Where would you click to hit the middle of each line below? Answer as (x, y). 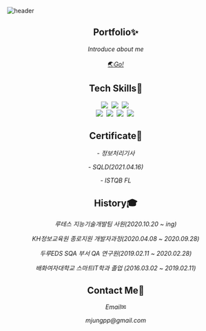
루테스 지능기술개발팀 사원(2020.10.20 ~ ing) (116, 224)
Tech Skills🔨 (116, 89)
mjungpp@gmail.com (116, 321)
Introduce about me (116, 49)
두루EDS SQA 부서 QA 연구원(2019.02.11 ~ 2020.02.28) (116, 254)
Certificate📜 (116, 136)
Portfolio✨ (116, 32)
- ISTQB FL (116, 180)
